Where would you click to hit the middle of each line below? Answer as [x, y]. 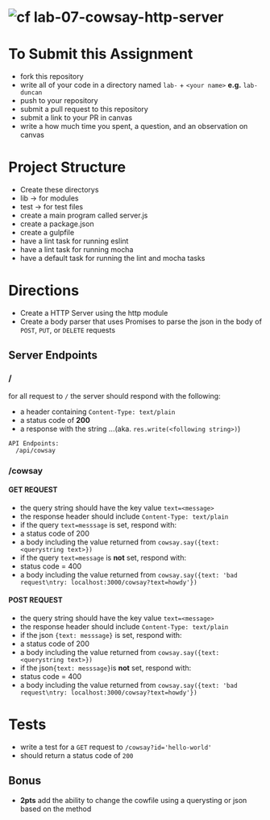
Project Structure [67, 167]
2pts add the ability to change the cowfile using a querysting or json [133, 800]
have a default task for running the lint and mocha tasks [112, 259]
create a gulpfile [47, 233]
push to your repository [59, 101]
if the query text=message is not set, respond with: [103, 557]
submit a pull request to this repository [84, 110]
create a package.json [57, 224]
